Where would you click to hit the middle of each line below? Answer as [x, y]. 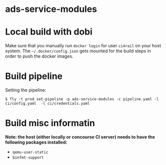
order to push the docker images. [39, 56]
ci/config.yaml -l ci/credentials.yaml [48, 104]
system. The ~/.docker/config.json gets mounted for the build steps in [78, 51]
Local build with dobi [49, 32]
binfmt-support [28, 158]
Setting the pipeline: [26, 90]
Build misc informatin [50, 123]
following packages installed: [36, 142]
